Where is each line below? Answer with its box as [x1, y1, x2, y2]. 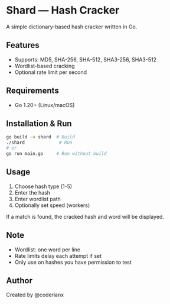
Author [6, 276, 32, 286]
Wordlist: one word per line [14, 246, 81, 253]
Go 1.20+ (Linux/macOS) [14, 101, 75, 108]
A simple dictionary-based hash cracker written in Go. [6, 23, 138, 30]
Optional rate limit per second [14, 69, 87, 76]
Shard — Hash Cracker [6, 4, 120, 17]
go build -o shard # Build [6, 134, 76, 140]
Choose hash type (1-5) [14, 183, 73, 190]
